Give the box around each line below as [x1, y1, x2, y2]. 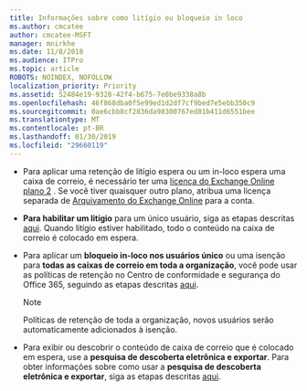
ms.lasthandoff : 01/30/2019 [9, 132, 117, 142]
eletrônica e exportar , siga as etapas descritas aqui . [22, 371, 221, 382]
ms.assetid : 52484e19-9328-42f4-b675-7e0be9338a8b [9, 90, 206, 99]
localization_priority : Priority [9, 81, 137, 90]
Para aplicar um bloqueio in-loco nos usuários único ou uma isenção [22, 249, 286, 260]
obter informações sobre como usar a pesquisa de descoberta [22, 361, 262, 372]
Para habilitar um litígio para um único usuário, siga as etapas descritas [22, 212, 295, 224]
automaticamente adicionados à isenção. [22, 323, 178, 334]
